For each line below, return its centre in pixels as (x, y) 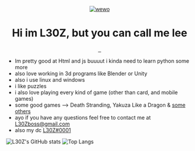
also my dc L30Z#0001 (43, 130)
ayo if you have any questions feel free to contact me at (83, 117)
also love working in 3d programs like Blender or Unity (81, 73)
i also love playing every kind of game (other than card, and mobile (96, 92)
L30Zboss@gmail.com (42, 124)
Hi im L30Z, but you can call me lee (100, 33)
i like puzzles (31, 86)
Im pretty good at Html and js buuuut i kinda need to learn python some (102, 61)
